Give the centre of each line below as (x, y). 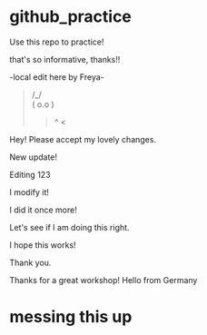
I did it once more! (43, 210)
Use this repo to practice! (57, 42)
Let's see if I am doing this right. (69, 227)
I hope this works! (43, 245)
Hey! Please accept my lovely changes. (83, 139)
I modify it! (30, 192)
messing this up (71, 317)
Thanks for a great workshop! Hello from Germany (103, 280)
